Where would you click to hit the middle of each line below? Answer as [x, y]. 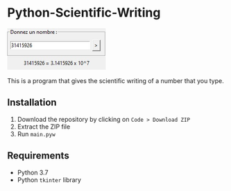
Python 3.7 [33, 172]
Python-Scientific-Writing [84, 13]
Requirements [38, 156]
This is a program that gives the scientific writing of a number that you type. [115, 80]
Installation [32, 103]
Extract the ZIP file [44, 127]
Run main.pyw [36, 134]
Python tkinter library [49, 180]
